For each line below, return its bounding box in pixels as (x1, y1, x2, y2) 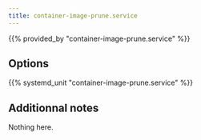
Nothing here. (8, 122, 54, 132)
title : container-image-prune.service (8, 11, 138, 20)
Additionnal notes (8, 101, 99, 114)
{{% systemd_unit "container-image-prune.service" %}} (8, 78, 194, 88)
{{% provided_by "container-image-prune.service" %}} (8, 34, 191, 43)
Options (8, 57, 50, 70)
